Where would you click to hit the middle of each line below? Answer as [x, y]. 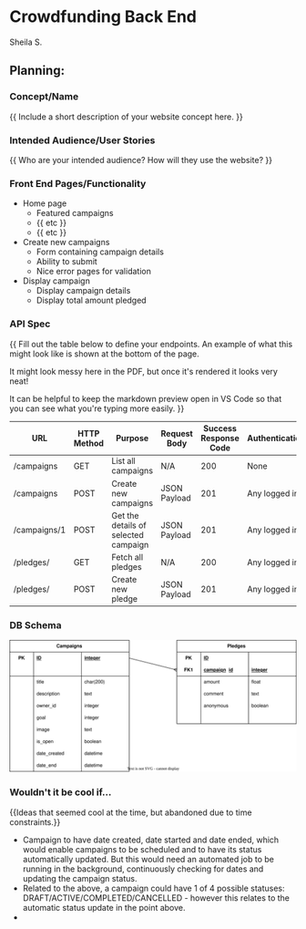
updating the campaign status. [80, 878]
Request [177, 433]
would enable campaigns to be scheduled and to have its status [142, 849]
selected [127, 534]
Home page [45, 203]
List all [123, 461]
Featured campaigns [75, 213]
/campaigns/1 [40, 530]
